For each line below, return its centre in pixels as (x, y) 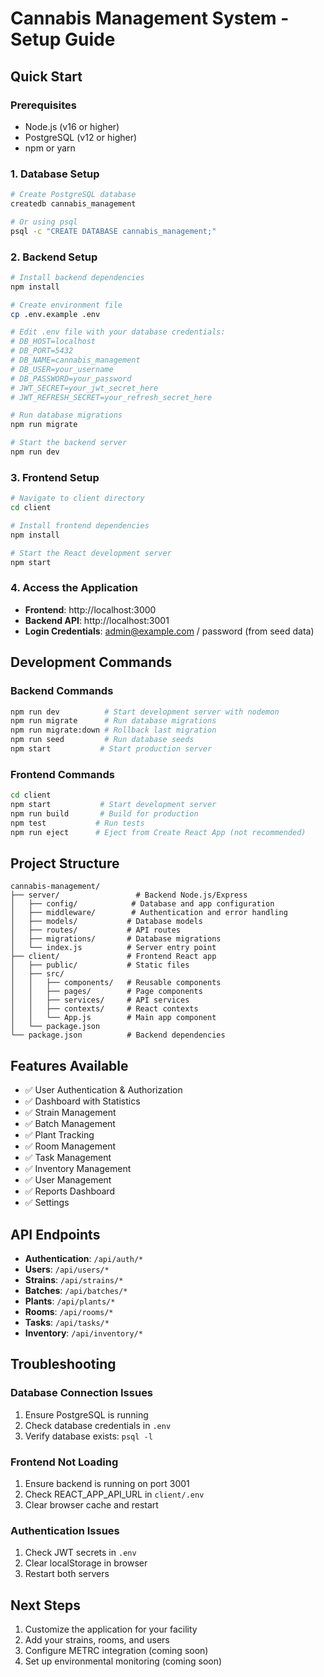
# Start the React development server (91, 553)
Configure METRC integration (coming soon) (116, 1651)
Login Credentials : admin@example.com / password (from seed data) (169, 631)
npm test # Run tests (77, 823)
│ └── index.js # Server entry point (113, 948)
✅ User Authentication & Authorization (103, 1090)
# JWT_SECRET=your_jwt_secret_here (84, 388)
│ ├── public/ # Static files (100, 965)
